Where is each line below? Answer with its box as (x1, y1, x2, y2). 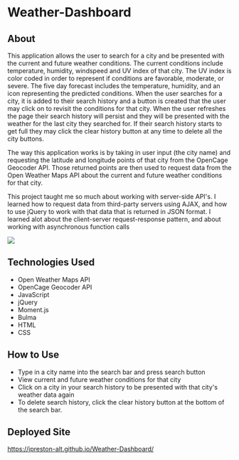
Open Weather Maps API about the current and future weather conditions (7, 171, 223, 179)
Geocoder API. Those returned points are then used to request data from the (7, 164, 232, 171)
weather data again (17, 390, 75, 399)
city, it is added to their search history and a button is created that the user (7, 97, 226, 105)
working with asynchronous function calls (7, 223, 130, 231)
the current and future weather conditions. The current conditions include (7, 59, 223, 68)
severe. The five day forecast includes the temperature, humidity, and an (7, 82, 221, 90)
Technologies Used (7, 257, 95, 269)
